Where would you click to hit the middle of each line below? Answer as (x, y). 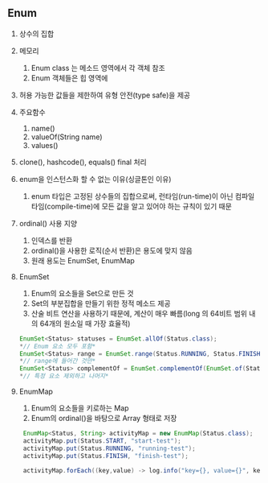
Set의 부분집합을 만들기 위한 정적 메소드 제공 (101, 303)
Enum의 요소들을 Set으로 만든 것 (82, 293)
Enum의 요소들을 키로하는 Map (80, 408)
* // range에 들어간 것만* (57, 361)
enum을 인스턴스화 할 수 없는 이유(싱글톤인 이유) (95, 179)
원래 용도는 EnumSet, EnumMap (83, 260)
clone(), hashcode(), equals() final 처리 (83, 162)
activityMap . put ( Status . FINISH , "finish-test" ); (106, 456)
